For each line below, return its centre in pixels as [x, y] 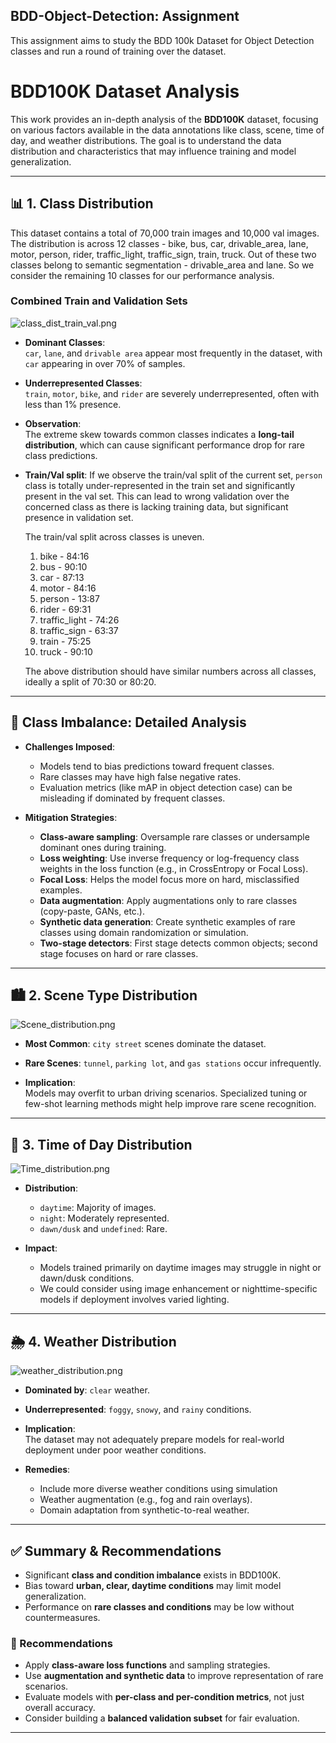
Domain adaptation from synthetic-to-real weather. [144, 1510]
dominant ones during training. [103, 847]
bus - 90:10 [63, 566]
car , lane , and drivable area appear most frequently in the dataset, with [173, 353]
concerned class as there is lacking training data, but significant [156, 506]
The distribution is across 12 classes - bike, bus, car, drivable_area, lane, [159, 243]
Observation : [53, 423]
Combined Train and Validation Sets [99, 301]
